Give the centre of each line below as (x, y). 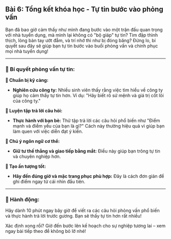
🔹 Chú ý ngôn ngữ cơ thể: (33, 141)
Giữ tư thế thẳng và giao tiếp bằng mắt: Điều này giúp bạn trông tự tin (86, 151)
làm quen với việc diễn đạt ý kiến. (48, 131)
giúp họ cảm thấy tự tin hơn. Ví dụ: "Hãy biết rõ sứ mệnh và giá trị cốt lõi (88, 96)
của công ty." (26, 101)
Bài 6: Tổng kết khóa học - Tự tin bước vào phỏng (84, 9)
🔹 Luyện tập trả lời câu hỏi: (34, 111)
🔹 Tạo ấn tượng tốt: (26, 166)
